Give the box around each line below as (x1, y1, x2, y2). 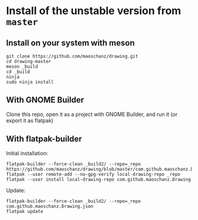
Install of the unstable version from (6, 4, 181, 18)
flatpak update (6, 208, 44, 214)
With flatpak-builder (6, 134, 82, 144)
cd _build (6, 69, 31, 75)
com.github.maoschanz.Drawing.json (6, 203, 94, 209)
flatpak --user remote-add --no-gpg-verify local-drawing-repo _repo (6, 171, 181, 177)
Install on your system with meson (6, 38, 135, 48)
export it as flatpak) (6, 116, 54, 124)
